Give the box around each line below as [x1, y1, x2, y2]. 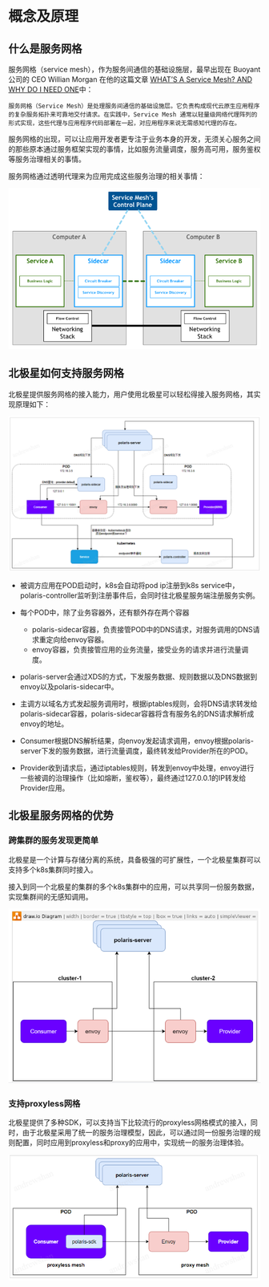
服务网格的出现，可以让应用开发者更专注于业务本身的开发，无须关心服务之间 [8, 134, 261, 144]
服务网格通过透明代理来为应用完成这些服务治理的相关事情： [8, 172, 205, 181]
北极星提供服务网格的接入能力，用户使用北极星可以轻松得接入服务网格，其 [8, 389, 254, 399]
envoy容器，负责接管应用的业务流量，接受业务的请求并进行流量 [31, 644, 242, 654]
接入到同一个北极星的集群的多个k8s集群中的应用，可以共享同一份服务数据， [8, 882, 259, 891]
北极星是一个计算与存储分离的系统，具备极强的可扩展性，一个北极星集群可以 [8, 855, 261, 864]
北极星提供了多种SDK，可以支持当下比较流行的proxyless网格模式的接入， [8, 1118, 251, 1127]
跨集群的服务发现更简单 [8, 835, 98, 846]
